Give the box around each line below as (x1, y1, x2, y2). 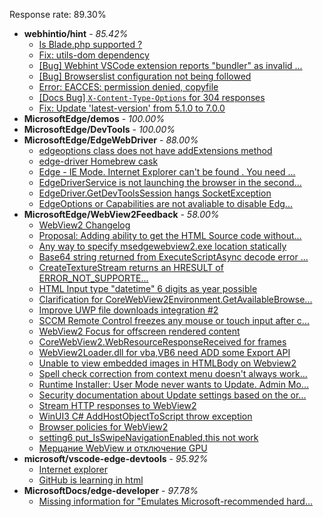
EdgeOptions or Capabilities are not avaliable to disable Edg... (38, 198, 293, 209)
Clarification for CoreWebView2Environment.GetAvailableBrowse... (38, 294, 313, 305)
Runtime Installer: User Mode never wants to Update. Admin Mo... (38, 379, 309, 390)
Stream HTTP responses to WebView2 (38, 400, 197, 411)
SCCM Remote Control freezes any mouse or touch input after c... (38, 315, 310, 326)
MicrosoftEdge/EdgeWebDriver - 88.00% (23, 134, 199, 146)
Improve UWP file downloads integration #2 (38, 304, 219, 316)
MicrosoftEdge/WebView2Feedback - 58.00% (23, 209, 220, 220)
